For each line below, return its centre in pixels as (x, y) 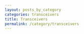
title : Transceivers (26, 19)
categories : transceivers (32, 14)
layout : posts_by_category (33, 10)
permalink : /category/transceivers (42, 24)
